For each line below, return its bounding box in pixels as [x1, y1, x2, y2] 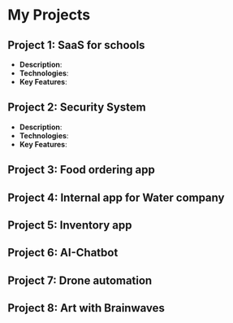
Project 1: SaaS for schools [7, 38, 145, 52]
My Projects [7, 6, 91, 24]
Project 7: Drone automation [7, 273, 153, 287]
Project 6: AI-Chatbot [7, 246, 119, 260]
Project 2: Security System [7, 100, 147, 115]
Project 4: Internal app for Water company [7, 190, 225, 204]
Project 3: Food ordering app [7, 163, 155, 177]
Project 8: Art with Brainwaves [7, 301, 166, 315]
